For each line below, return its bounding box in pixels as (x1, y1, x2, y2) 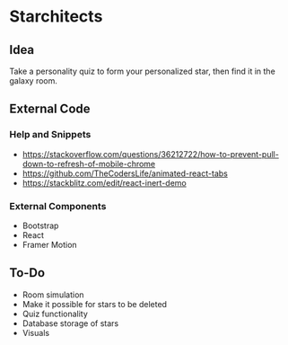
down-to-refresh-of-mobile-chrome (22, 158, 156, 169)
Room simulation (22, 289, 84, 300)
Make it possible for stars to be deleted (22, 298, 168, 309)
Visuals (22, 327, 50, 338)
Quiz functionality (22, 308, 88, 319)
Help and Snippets (9, 128, 92, 141)
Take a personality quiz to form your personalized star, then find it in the (9, 66, 275, 76)
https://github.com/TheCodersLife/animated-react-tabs (22, 168, 229, 179)
